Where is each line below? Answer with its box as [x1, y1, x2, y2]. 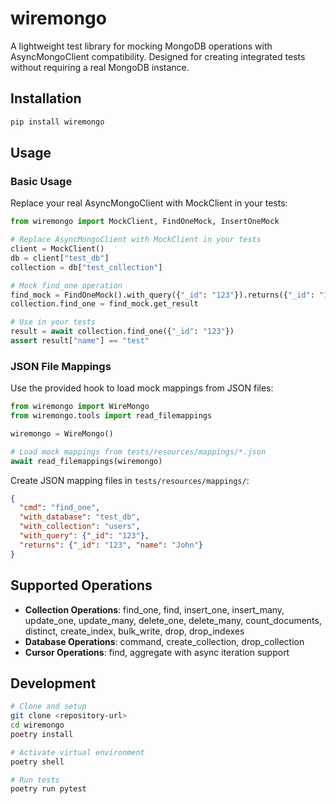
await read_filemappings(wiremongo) [10, 456, 163, 466]
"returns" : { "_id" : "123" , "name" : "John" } [19, 540, 203, 550]
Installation [10, 90, 82, 107]
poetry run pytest [10, 784, 87, 794]
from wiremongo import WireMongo [10, 402, 150, 412]
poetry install [10, 729, 74, 739]
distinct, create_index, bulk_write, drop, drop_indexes [24, 625, 245, 637]
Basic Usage [10, 174, 73, 188]
